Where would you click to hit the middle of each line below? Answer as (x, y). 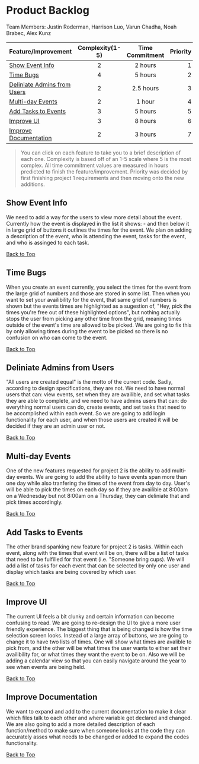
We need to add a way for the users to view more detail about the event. (94, 217)
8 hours (145, 121)
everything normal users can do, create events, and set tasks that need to (96, 407)
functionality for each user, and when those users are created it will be (92, 420)
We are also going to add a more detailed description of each (81, 724)
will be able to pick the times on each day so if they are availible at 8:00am (97, 490)
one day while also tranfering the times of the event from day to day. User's (98, 483)
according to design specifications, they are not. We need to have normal (96, 388)
